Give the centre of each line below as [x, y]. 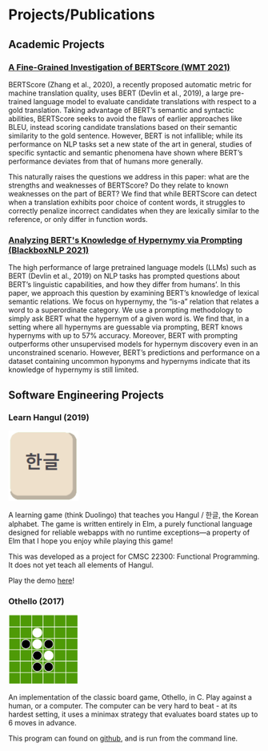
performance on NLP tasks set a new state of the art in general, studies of [130, 144]
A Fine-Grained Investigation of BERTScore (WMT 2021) [119, 67]
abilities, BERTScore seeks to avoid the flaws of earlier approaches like [125, 119]
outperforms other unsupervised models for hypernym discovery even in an [133, 344]
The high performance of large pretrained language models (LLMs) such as [132, 268]
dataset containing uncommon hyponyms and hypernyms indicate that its [129, 361]
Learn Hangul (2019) [49, 418]
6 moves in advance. [43, 723]
